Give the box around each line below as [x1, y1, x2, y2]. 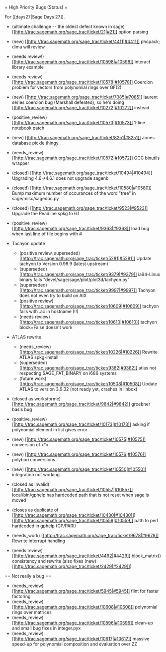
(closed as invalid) [11, 481, 50, 487]
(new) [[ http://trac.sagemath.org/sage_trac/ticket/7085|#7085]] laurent [11, 94, 158, 100]
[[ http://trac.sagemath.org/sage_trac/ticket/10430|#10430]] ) [11, 512, 136, 518]
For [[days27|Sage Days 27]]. [4, 14, 65, 19]
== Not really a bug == [4, 573, 52, 579]
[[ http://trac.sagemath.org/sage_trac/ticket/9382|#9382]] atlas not [19, 365, 157, 371]
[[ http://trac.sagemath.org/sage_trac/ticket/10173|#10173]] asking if [11, 421, 150, 427]
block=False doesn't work [19, 325, 73, 330]
